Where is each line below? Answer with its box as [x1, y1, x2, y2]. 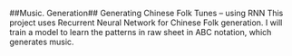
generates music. [9, 36, 74, 47]
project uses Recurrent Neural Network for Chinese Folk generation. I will [9, 17, 283, 28]
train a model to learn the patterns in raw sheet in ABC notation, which [9, 27, 272, 37]
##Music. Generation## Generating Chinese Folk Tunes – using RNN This [9, 8, 284, 18]
